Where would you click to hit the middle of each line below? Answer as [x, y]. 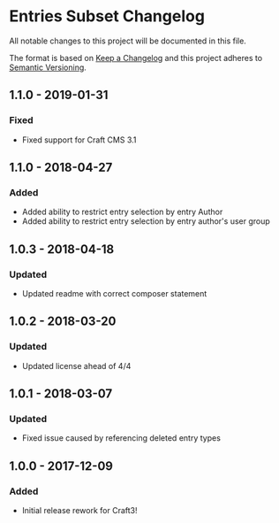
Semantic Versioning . [48, 67]
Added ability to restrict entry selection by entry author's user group [146, 221]
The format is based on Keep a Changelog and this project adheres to [136, 58]
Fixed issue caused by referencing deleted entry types [121, 438]
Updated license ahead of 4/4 [76, 365]
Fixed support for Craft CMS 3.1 [79, 140]
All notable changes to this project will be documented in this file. [128, 41]
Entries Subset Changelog [107, 16]
